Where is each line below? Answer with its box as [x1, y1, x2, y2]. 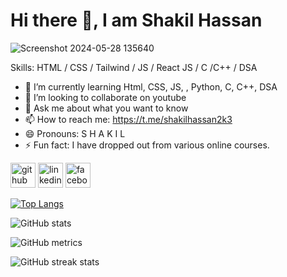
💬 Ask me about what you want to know [24, 102, 189, 114]
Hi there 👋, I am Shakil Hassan [10, 9, 263, 32]
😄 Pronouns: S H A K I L [24, 127, 126, 139]
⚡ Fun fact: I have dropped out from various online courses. [24, 139, 270, 151]
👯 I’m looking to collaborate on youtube [24, 91, 187, 103]
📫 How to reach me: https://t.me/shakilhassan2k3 [24, 113, 233, 125]
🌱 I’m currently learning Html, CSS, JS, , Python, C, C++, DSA [24, 80, 278, 93]
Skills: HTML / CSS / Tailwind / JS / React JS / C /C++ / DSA [10, 61, 258, 73]
